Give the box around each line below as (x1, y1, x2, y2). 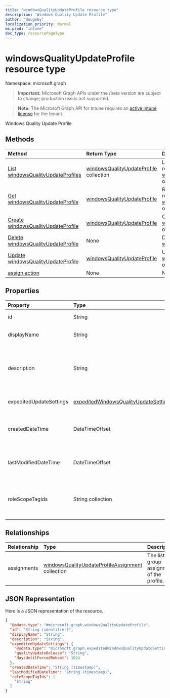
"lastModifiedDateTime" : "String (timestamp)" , (10, 669, 112, 675)
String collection (73, 496, 112, 503)
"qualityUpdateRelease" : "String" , (14, 651, 90, 656)
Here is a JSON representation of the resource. (5, 608, 104, 614)
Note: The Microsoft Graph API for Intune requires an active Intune (17, 105, 157, 111)
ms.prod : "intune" (5, 26, 44, 31)
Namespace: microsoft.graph (5, 80, 66, 86)
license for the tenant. (17, 110, 64, 116)
